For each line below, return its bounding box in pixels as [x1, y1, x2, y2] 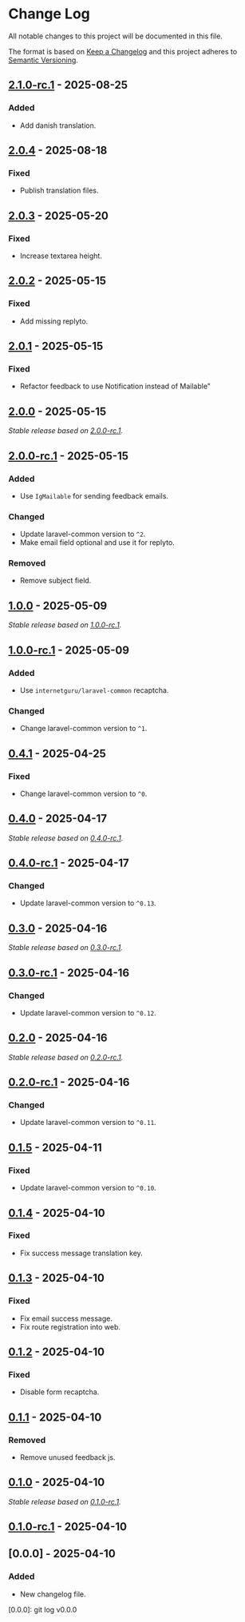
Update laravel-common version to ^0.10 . [19, 1183, 157, 1193]
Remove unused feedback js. [19, 1452, 116, 1462]
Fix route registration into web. [19, 1322, 121, 1331]
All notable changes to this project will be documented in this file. [8, 31, 223, 41]
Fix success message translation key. [19, 1248, 144, 1258]
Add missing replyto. [19, 316, 89, 326]
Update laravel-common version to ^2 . [19, 529, 146, 539]
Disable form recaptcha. [19, 1387, 100, 1397]
